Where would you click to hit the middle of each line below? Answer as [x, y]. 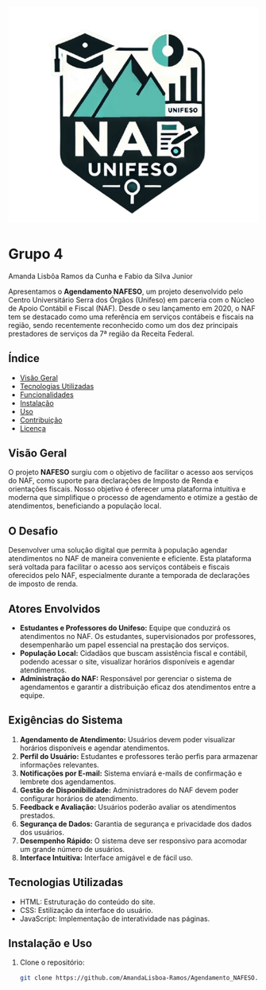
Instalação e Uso [50, 944]
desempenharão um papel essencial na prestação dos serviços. [124, 645]
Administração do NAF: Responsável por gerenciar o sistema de [126, 679]
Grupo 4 [36, 254]
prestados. [37, 815]
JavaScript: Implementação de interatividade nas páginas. [115, 919]
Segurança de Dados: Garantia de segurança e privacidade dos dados [136, 823]
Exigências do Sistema [66, 720]
